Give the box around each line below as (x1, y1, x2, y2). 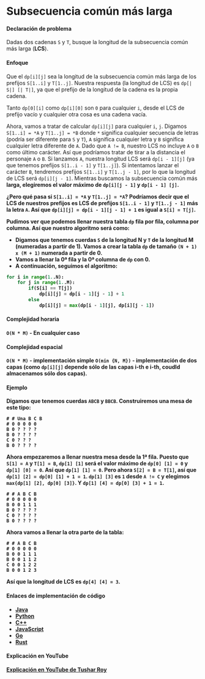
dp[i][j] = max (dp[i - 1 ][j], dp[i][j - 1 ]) (39, 302, 155, 309)
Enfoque (6, 59, 29, 66)
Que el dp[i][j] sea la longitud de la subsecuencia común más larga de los (6, 72, 197, 80)
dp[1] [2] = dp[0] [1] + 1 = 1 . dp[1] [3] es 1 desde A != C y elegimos (6, 473, 190, 480)
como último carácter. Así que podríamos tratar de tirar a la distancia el (6, 148, 185, 156)
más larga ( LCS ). (6, 45, 49, 53)
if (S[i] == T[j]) (28, 285, 72, 291)
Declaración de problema (6, 24, 72, 32)
